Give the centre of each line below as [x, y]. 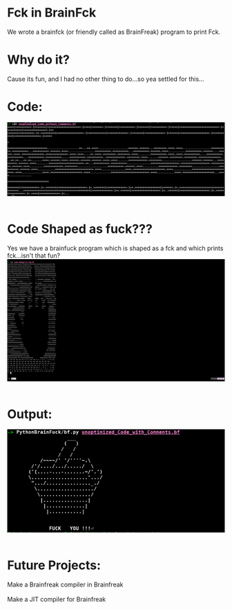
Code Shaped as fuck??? [80, 229]
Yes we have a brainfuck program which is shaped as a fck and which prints [115, 248]
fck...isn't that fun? [34, 255]
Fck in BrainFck [52, 13]
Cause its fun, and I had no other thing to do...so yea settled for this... [106, 79]
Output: [30, 414]
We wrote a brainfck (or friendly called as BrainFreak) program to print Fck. [114, 32]
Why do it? [39, 60]
